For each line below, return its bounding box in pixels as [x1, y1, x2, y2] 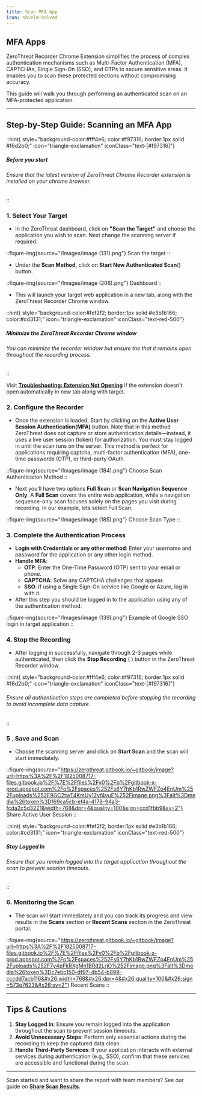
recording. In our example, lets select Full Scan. [14, 504, 133, 511]
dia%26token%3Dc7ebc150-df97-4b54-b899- [6, 968, 122, 975]
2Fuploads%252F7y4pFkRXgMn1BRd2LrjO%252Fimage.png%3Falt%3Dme [6, 962, 194, 969]
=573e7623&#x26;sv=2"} [6, 981, 70, 989]
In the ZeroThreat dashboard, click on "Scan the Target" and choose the [14, 225, 196, 232]
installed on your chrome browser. [6, 177, 91, 185]
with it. [23, 590, 41, 597]
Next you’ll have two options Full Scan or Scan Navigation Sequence [14, 485, 188, 492]
